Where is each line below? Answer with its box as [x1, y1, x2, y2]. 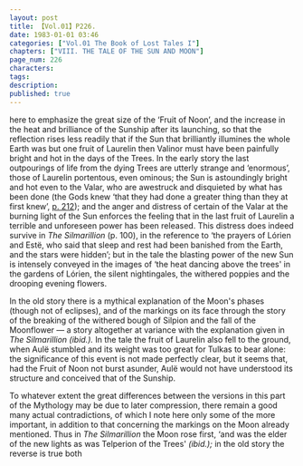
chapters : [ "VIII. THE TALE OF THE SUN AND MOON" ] [9, 47, 204, 56]
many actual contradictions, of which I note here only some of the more [9, 409, 276, 420]
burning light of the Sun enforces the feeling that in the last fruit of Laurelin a [9, 210, 295, 221]
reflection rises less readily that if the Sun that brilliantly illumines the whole [9, 133, 291, 144]
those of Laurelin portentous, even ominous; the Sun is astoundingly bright [9, 171, 288, 182]
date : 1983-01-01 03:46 [9, 30, 99, 39]
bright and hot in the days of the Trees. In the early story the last [9, 152, 250, 163]
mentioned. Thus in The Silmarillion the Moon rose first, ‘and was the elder [9, 428, 288, 440]
